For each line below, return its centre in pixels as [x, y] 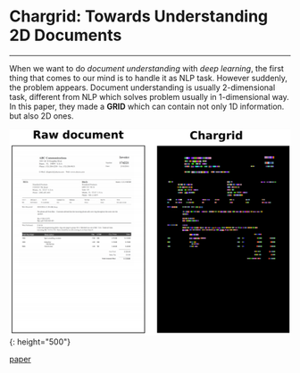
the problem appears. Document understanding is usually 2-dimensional [142, 87]
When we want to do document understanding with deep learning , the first [146, 68]
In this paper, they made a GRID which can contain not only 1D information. [147, 106]
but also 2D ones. [42, 116]
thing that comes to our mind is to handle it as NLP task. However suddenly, [149, 78]
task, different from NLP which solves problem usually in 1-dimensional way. [150, 96]
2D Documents [66, 35]
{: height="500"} [40, 342]
